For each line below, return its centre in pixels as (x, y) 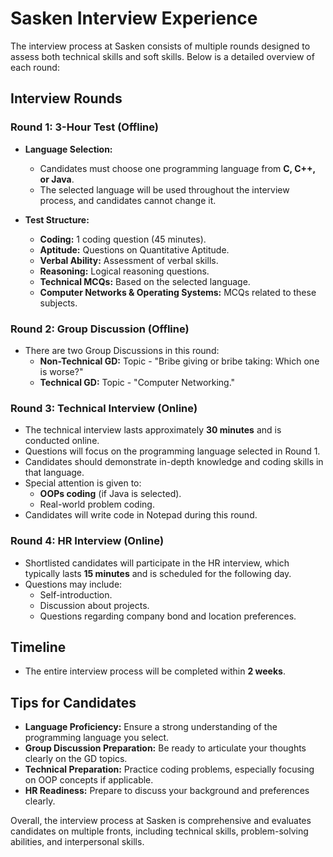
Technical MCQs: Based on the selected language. (145, 281)
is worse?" (61, 371)
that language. (54, 473)
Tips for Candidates (73, 702)
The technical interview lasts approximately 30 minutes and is (153, 430)
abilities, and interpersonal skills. (77, 842)
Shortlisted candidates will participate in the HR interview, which (157, 563)
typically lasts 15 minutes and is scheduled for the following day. (158, 573)
